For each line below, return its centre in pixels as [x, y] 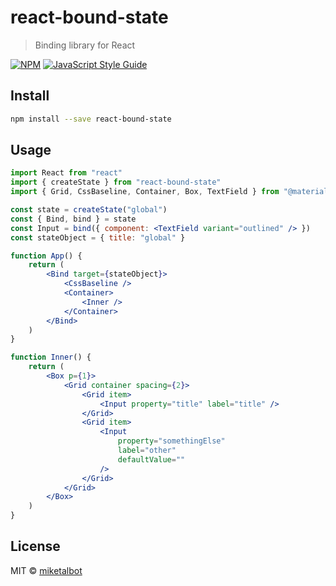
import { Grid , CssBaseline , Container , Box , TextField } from [145, 192]
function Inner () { [51, 357]
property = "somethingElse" [171, 441]
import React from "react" [66, 173]
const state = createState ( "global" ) [89, 210]
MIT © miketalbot [46, 570]
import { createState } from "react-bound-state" [116, 182]
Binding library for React [85, 45]
